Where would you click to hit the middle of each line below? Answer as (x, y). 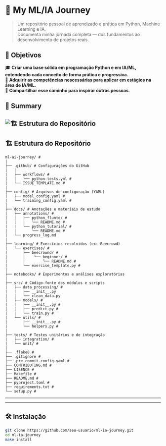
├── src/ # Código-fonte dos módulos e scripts (55, 283)
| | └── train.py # (30, 313)
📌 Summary (23, 106)
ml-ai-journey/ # (23, 157)
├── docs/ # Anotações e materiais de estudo (53, 209)
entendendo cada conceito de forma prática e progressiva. (67, 74)
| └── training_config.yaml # (38, 201)
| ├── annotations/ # (30, 214)
